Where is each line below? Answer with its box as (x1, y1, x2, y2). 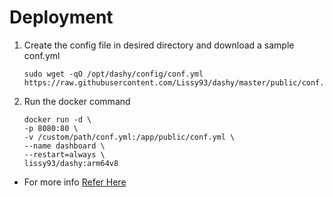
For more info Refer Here (23, 176, 127, 188)
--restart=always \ (23, 149, 106, 160)
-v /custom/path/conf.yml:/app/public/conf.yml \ (23, 132, 236, 142)
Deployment (9, 6, 114, 29)
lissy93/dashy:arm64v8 (23, 158, 119, 168)
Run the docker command (23, 95, 131, 107)
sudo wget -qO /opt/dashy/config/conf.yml (23, 69, 204, 79)
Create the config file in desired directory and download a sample (23, 39, 295, 51)
